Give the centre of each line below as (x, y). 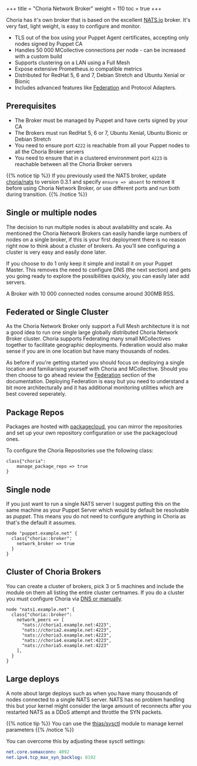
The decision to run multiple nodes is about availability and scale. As (89, 227)
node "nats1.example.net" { (41, 609)
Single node (29, 490)
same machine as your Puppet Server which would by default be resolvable (98, 510)
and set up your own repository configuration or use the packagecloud (92, 433)
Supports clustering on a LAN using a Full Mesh (72, 62)
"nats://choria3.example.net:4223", (66, 635)
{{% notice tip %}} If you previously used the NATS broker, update (86, 175)
